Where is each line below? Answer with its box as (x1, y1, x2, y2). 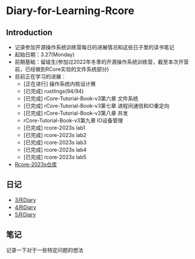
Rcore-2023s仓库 (14, 161, 58, 168)
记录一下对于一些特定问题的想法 (6, 246, 83, 253)
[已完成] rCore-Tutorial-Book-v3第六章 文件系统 (23, 95, 139, 102)
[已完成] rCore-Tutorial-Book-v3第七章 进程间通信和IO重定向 (23, 103, 170, 109)
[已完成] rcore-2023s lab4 (23, 146, 87, 153)
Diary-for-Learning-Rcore (6, 4, 135, 18)
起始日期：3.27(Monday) (14, 51, 75, 58)
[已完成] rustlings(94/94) (23, 88, 84, 94)
